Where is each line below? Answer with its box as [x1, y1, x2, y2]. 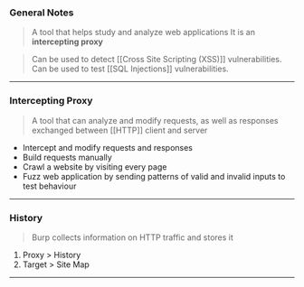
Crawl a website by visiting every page [22, 161, 167, 172]
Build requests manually [22, 152, 113, 162]
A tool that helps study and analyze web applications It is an [31, 27, 256, 38]
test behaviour [22, 181, 77, 191]
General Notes [9, 6, 74, 19]
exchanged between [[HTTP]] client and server [31, 125, 208, 135]
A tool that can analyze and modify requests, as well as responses [31, 115, 279, 125]
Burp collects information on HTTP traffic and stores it [31, 232, 233, 243]
